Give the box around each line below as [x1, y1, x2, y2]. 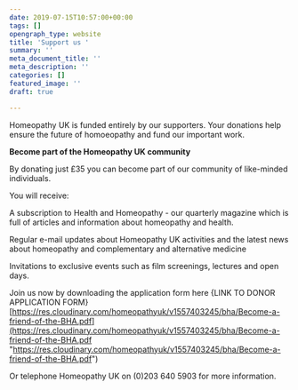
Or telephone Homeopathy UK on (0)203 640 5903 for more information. [9, 370, 277, 381]
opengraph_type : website [9, 29, 101, 38]
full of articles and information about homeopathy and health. [9, 217, 234, 227]
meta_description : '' [9, 63, 90, 72]
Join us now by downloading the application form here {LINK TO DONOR [9, 287, 276, 298]
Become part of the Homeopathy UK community [9, 146, 191, 156]
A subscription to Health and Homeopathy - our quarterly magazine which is [9, 207, 289, 218]
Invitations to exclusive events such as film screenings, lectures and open [9, 260, 279, 271]
